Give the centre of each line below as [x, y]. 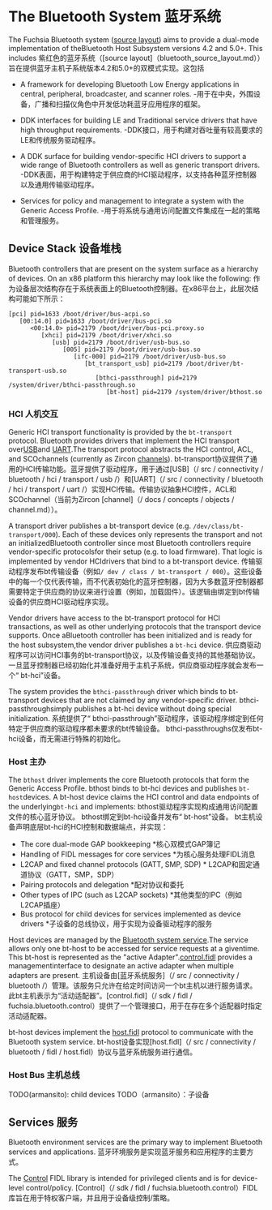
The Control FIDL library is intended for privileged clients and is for [119, 1178]
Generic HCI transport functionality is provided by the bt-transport [121, 432]
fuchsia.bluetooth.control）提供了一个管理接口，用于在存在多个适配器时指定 [136, 1006]
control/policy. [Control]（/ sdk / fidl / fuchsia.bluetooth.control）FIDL [142, 1188]
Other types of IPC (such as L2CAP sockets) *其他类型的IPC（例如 [131, 895]
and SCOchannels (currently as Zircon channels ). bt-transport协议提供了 [130, 459]
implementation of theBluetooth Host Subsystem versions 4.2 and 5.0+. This [136, 48]
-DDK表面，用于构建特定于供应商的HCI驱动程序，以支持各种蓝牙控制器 [138, 174]
